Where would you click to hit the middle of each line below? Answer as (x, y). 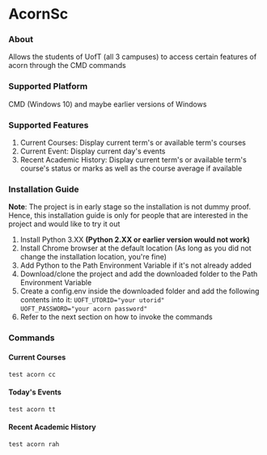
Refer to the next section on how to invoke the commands (116, 317)
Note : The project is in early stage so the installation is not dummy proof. (130, 207)
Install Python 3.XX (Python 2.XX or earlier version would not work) (135, 240)
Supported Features (49, 124)
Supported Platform (48, 86)
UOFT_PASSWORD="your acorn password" (84, 309)
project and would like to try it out (64, 224)
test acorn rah (34, 444)
